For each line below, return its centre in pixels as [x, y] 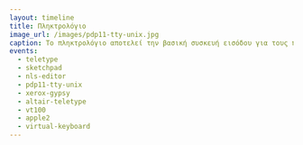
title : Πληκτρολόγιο [48, 26]
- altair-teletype [52, 101]
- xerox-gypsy [44, 93]
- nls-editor [42, 77]
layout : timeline [42, 18]
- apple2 [34, 118]
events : [24, 51]
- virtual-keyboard [54, 127]
